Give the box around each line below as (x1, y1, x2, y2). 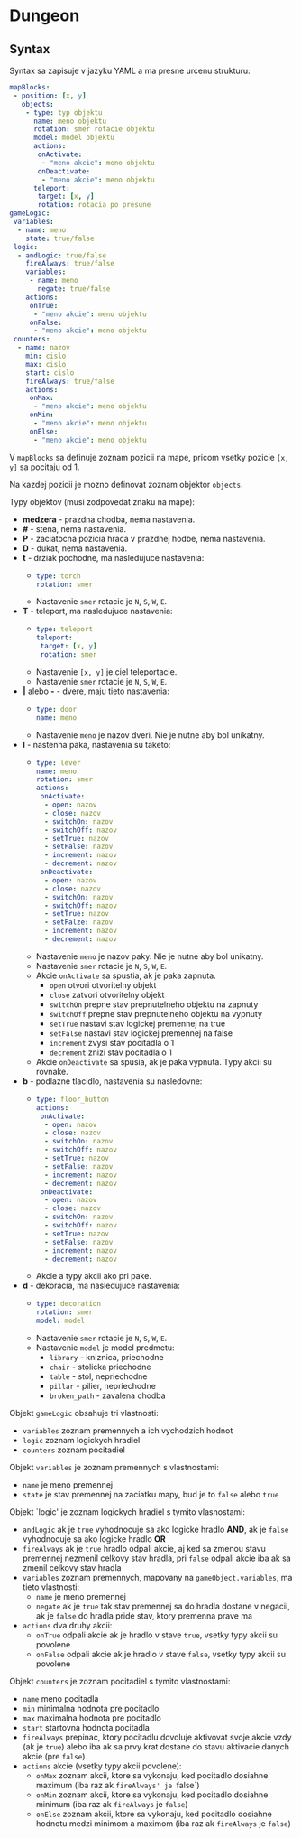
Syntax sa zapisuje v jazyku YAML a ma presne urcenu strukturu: (9, 65, 251, 76)
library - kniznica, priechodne (49, 1352, 164, 1362)
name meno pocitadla (22, 1693, 99, 1703)
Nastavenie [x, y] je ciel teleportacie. (35, 666, 178, 677)
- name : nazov (17, 343, 70, 352)
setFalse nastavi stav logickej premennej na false (49, 1027, 233, 1039)
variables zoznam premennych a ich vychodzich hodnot (22, 1425, 233, 1436)
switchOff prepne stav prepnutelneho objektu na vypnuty (49, 1008, 263, 1019)
